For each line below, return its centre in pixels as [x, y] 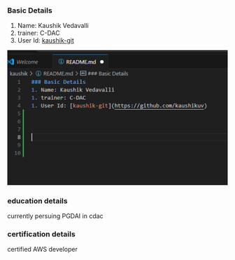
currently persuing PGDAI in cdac [55, 216]
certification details [41, 234]
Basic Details [30, 10]
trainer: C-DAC [39, 33]
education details [37, 201]
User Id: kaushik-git [46, 41]
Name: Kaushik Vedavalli [53, 26]
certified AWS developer [43, 250]
